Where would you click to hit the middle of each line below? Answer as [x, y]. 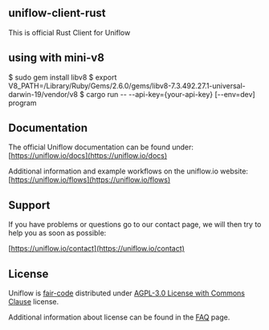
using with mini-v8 [56, 58]
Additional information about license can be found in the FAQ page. [119, 317]
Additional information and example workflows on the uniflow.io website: [128, 171]
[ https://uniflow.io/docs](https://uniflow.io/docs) [88, 156]
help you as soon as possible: [57, 233]
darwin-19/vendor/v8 [43, 94]
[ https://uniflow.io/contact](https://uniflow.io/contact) [96, 249]
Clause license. [34, 302]
